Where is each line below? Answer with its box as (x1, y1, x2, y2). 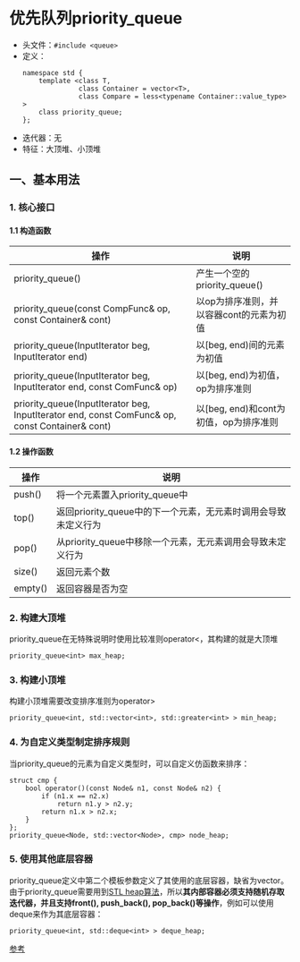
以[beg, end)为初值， (196, 369, 286, 381)
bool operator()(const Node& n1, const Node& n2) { (25, 784, 221, 793)
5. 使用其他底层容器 (9, 853, 94, 865)
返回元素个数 (56, 566, 111, 578)
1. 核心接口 (9, 201, 55, 214)
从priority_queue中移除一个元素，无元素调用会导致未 (56, 535, 278, 548)
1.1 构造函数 (9, 225, 52, 235)
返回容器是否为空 (56, 583, 129, 595)
